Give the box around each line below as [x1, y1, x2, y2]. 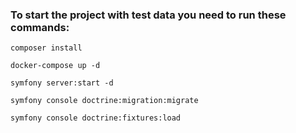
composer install [10, 43, 83, 53]
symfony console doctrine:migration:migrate [10, 96, 199, 106]
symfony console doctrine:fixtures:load [10, 113, 182, 123]
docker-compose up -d [10, 61, 101, 71]
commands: [10, 20, 70, 34]
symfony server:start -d [10, 78, 114, 88]
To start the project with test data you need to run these [10, 8, 287, 22]
